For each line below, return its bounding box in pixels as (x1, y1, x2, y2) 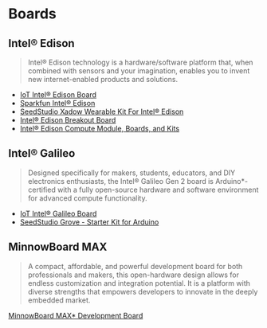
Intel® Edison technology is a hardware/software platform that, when (27, 57, 253, 67)
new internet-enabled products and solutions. (27, 75, 179, 84)
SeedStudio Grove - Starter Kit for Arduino (19, 217, 159, 227)
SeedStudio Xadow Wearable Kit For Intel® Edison (19, 107, 184, 116)
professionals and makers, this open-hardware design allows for (27, 270, 240, 279)
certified (27, 185, 56, 194)
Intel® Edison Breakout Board (19, 115, 116, 124)
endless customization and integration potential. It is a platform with (27, 278, 251, 287)
